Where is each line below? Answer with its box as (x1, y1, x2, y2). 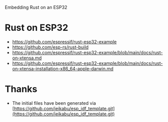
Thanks (5, 84, 38, 95)
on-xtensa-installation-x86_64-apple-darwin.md (12, 65, 114, 71)
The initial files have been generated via (12, 100, 96, 106)
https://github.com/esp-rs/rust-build (12, 44, 89, 50)
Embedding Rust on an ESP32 (5, 5, 68, 10)
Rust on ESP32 (5, 22, 68, 33)
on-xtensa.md (12, 55, 42, 61)
